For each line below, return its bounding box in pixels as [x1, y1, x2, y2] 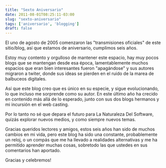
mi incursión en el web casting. [5, 101, 69, 107]
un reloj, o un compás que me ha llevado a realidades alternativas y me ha [5, 137, 158, 143]
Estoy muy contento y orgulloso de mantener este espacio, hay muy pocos [5, 54, 159, 60]
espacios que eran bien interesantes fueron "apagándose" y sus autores [5, 65, 155, 71]
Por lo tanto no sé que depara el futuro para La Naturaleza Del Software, [5, 111, 154, 117]
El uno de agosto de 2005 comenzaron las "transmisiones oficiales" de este [5, 39, 161, 45]
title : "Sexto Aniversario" [5, 7, 64, 12]
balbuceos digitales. [5, 76, 47, 82]
